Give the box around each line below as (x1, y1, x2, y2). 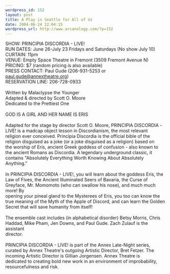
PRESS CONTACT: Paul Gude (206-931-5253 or (5, 68, 106, 74)
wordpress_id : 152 (5, 7, 45, 13)
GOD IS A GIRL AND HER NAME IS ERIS (5, 111, 89, 118)
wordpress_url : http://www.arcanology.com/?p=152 (5, 27, 114, 32)
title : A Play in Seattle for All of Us (5, 17, 93, 22)
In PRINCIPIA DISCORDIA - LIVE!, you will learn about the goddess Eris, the (5, 171, 164, 177)
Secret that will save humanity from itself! (5, 204, 93, 210)
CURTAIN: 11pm (5, 52, 38, 58)
